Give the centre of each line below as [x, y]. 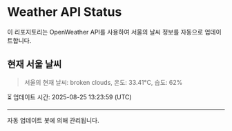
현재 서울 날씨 [35, 64]
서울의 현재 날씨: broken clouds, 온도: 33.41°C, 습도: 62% [103, 82]
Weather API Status [65, 12]
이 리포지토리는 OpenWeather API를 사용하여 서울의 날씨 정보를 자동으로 [105, 32]
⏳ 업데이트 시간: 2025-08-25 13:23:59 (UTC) [70, 97]
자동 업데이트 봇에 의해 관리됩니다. [53, 120]
